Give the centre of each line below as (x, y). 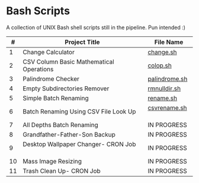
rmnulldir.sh (164, 89)
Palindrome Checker (51, 78)
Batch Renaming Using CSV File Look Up (79, 111)
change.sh (162, 52)
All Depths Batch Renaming (61, 125)
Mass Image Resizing (52, 161)
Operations (38, 69)
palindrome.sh (168, 78)
